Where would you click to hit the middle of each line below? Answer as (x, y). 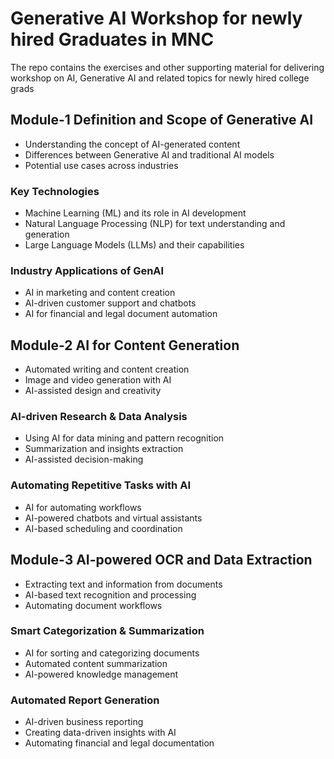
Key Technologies (55, 191)
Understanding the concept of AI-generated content (132, 144)
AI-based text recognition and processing (110, 594)
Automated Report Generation (85, 700)
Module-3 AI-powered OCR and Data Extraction (161, 560)
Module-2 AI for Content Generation (125, 345)
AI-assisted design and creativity (93, 391)
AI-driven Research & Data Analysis (99, 417)
